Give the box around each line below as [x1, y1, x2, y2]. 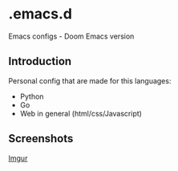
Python [19, 92, 44, 101]
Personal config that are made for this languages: [8, 75, 172, 85]
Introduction [8, 55, 72, 68]
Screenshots [8, 132, 74, 145]
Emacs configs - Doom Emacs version [8, 31, 135, 41]
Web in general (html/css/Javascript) [19, 108, 143, 118]
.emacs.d [8, 5, 72, 23]
